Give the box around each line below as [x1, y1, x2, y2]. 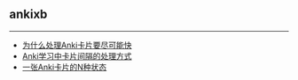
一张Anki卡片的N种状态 [21, 62, 107, 72]
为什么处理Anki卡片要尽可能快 [21, 40, 132, 50]
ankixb [9, 7, 48, 22]
